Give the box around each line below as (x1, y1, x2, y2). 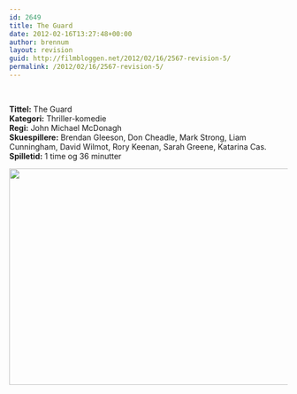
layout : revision (9, 46, 73, 55)
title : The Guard (9, 21, 73, 30)
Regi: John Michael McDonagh (9, 122, 122, 133)
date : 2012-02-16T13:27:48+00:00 (9, 29, 133, 38)
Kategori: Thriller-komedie (9, 112, 107, 124)
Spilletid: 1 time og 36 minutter (9, 151, 122, 161)
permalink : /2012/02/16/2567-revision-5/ (9, 63, 164, 72)
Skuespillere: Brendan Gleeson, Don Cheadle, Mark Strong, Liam (9, 132, 247, 143)
